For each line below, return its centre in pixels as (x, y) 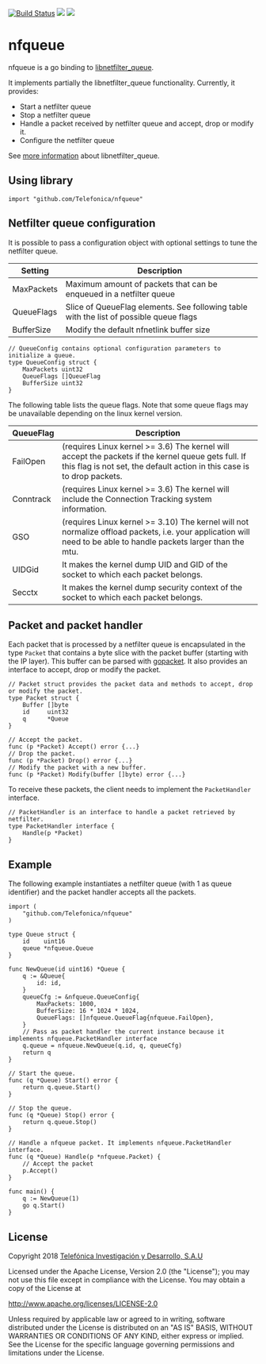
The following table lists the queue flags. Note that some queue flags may (128, 404)
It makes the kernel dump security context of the (152, 587)
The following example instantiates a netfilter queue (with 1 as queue (120, 884)
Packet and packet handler (76, 625)
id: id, (49, 983)
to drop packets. (92, 476)
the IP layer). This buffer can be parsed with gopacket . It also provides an (128, 661)
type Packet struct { (44, 698)
